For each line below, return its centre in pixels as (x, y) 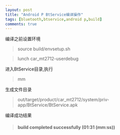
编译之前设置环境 (23, 39)
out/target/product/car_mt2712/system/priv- (63, 100)
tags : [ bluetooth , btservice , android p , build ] (53, 19)
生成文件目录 (18, 90)
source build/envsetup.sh (44, 49)
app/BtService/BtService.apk (47, 105)
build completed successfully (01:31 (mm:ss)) (66, 127)
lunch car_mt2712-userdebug (48, 59)
